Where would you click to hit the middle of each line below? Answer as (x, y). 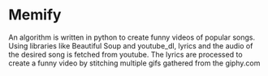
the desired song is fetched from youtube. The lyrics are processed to (125, 54)
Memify (35, 15)
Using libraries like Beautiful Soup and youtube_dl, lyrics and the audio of (131, 45)
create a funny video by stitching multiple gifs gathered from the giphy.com (134, 63)
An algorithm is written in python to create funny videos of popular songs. (132, 37)
